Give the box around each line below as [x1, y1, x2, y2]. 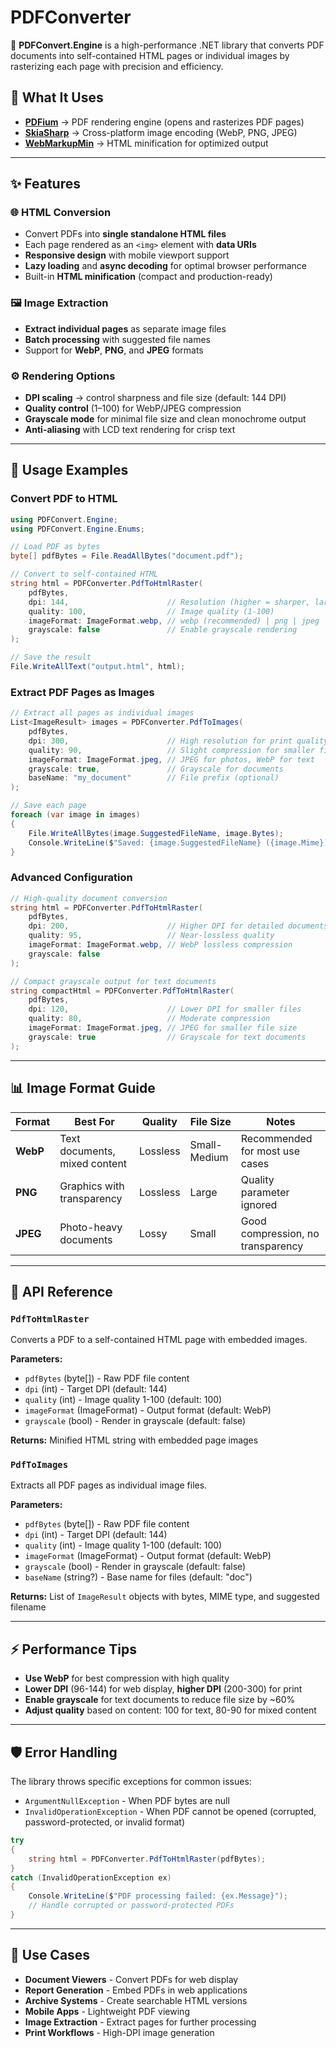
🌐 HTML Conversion [10, 206, 112, 220]
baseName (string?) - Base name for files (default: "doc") [24, 1571, 253, 1583]
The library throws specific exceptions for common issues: [10, 1776, 252, 1788]
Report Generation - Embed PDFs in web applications [24, 1984, 248, 1996]
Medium [189, 1150, 229, 1164]
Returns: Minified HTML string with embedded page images [10, 1434, 259, 1446]
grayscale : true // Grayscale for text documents [28, 1032, 307, 1042]
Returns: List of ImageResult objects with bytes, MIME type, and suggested [10, 1591, 320, 1603]
